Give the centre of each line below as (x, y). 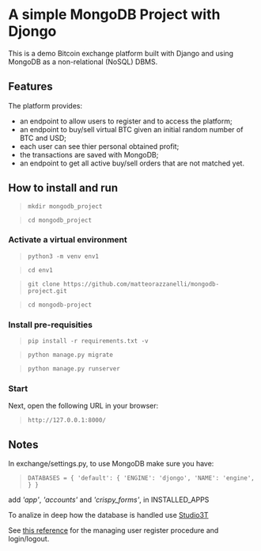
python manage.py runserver (74, 369)
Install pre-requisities (51, 325)
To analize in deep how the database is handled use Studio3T (108, 515)
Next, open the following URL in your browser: (83, 406)
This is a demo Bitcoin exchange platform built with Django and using (121, 53)
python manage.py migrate (70, 355)
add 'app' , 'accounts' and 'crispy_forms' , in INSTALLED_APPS (109, 500)
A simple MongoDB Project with (114, 15)
